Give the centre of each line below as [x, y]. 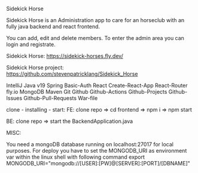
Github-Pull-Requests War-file [61, 98]
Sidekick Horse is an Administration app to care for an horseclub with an [95, 20]
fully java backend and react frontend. [53, 27]
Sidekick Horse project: [35, 67]
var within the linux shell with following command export [76, 157]
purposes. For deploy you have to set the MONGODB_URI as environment [97, 151]
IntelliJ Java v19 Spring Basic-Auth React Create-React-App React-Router [97, 85]
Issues [14, 98]
